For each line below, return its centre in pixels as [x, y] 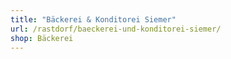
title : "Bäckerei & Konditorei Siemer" [93, 19]
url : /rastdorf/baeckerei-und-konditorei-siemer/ [116, 29]
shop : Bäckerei [42, 38]
